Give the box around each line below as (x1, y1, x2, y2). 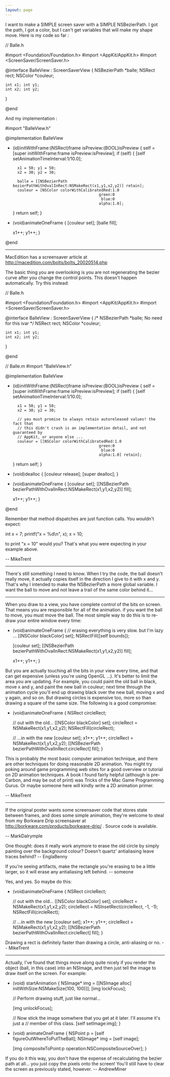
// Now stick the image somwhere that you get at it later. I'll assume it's (12, 1015, 160, 1021)
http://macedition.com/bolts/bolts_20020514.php (5, 259, 108, 265)
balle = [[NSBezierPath (17, 179, 67, 184)
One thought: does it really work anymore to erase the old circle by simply (5, 843, 159, 849)
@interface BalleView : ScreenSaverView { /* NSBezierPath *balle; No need (5, 315, 163, 321)
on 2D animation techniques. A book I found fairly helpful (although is (5, 771, 150, 778)
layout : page (5, 7, 33, 13)
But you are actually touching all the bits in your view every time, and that (5, 667, 158, 674)
